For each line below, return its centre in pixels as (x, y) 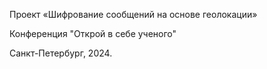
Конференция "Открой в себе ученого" (93, 33)
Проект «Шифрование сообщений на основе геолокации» (133, 14)
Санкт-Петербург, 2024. (61, 53)
